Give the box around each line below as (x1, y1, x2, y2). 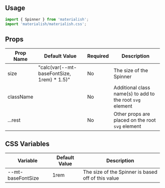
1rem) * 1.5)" (38, 76, 70, 83)
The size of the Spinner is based (82, 169, 158, 176)
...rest (7, 117, 21, 124)
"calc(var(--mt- (38, 64, 77, 71)
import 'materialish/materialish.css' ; (5, 22, 87, 27)
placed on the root (113, 117, 156, 124)
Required (87, 53, 109, 59)
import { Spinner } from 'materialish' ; (5, 17, 89, 22)
